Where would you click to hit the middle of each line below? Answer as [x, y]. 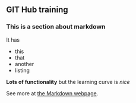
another [24, 64]
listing [22, 70]
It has [13, 40]
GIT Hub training [37, 10]
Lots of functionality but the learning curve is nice [68, 82]
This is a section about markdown [56, 27]
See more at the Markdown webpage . [52, 93]
